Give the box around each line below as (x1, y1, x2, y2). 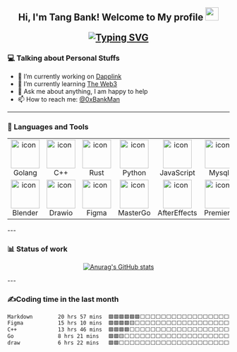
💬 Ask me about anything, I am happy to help (17, 87, 148, 95)
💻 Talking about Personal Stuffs (7, 54, 120, 63)
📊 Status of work (7, 244, 68, 254)
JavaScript (159, 167, 195, 177)
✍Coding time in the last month (7, 294, 119, 304)
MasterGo (118, 207, 151, 217)
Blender (12, 207, 39, 217)
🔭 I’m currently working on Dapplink (17, 72, 122, 80)
